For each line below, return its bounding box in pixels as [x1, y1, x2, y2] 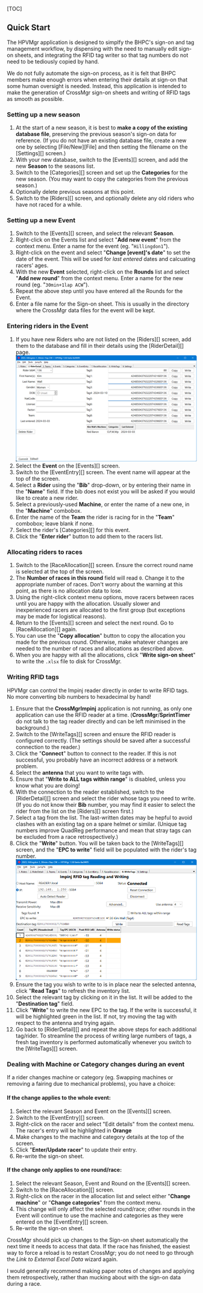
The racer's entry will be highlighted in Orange [15, 1126, 132, 1134]
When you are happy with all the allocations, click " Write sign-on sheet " [15, 652, 196, 659]
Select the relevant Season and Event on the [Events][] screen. [15, 1108, 172, 1115]
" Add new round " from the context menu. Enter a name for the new [15, 275, 184, 282]
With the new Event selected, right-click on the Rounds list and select [15, 268, 190, 275]
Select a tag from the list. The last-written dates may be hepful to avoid [15, 813, 192, 821]
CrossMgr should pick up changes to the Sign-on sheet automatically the [7, 1236, 189, 1243]
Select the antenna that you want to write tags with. [15, 769, 145, 776]
